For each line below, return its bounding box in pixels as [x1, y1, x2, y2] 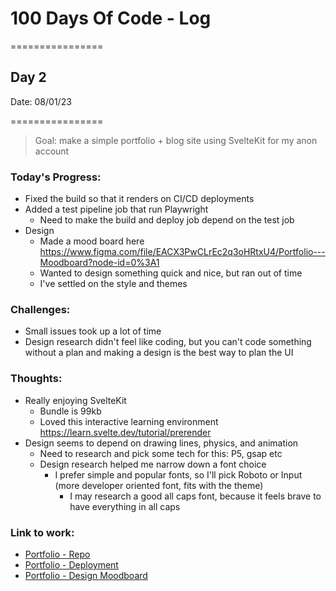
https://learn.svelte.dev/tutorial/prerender [39, 426, 212, 438]
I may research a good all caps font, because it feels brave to [69, 490, 322, 502]
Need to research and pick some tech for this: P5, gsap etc [39, 447, 283, 459]
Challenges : [10, 302, 71, 316]
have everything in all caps [69, 500, 181, 512]
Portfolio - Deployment [24, 558, 119, 571]
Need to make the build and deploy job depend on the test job [39, 214, 295, 226]
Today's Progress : [10, 170, 102, 184]
